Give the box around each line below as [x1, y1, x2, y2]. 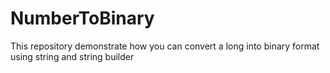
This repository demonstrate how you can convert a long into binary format [10, 40, 320, 52]
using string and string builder [10, 50, 135, 62]
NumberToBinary [10, 7, 155, 30]
